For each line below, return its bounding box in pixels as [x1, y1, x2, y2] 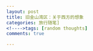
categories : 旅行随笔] [6, 20, 60, 26]
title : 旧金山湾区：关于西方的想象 [6, 14, 84, 20]
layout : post [6, 8, 39, 15]
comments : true [6, 31, 45, 37]
